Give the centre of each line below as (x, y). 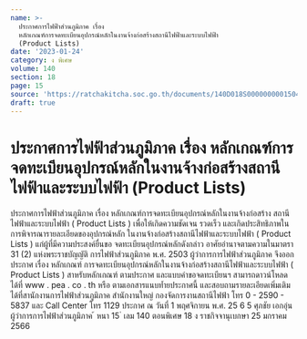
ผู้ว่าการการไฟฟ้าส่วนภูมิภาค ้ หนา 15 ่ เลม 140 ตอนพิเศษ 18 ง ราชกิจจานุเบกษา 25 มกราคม (149, 316)
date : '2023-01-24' (47, 52)
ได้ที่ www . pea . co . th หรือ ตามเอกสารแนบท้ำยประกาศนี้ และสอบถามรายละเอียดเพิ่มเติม (150, 285)
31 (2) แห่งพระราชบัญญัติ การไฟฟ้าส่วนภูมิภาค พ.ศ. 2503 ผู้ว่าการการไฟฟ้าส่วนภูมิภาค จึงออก (152, 254)
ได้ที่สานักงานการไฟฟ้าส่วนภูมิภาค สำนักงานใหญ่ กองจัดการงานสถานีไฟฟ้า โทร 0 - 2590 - (148, 295)
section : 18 (33, 77)
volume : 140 (33, 69)
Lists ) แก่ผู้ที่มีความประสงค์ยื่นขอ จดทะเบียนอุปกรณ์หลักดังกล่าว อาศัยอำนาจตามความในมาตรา (152, 244)
